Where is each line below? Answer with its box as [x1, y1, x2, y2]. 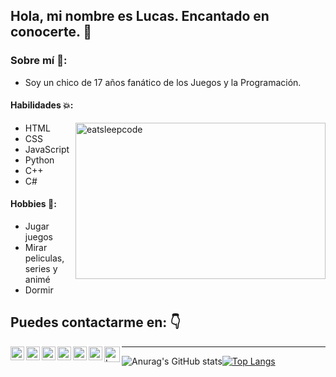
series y [24, 263, 58, 275]
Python [24, 154, 55, 166]
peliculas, [24, 252, 65, 264]
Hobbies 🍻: [10, 198, 57, 210]
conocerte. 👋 [10, 24, 93, 41]
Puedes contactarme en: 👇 [10, 314, 182, 331]
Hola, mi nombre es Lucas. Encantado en [10, 8, 270, 25]
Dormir [24, 284, 54, 296]
